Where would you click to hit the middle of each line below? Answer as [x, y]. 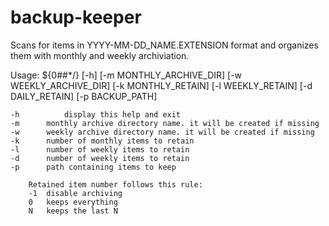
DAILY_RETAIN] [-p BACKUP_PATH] [84, 96]
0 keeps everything [73, 202]
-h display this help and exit [96, 114]
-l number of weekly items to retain [100, 149]
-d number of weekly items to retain [100, 158]
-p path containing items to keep [93, 167]
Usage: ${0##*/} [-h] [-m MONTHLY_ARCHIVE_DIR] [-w [126, 75]
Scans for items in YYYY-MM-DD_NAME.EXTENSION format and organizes [164, 45]
